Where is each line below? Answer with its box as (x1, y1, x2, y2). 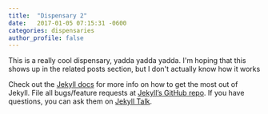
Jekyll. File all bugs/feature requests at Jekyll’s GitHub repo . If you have (8, 88, 245, 98)
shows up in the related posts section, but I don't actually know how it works (8, 65, 261, 74)
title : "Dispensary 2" (8, 11, 88, 20)
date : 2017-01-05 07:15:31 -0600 (8, 19, 127, 27)
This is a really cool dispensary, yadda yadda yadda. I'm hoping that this (8, 56, 246, 65)
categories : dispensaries (8, 26, 94, 34)
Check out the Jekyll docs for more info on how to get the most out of (8, 80, 238, 89)
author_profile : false (8, 33, 84, 42)
